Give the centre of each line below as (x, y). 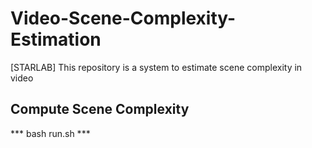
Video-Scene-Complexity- (123, 18)
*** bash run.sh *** (50, 133)
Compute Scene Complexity (100, 109)
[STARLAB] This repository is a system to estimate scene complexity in (156, 67)
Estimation (56, 39)
